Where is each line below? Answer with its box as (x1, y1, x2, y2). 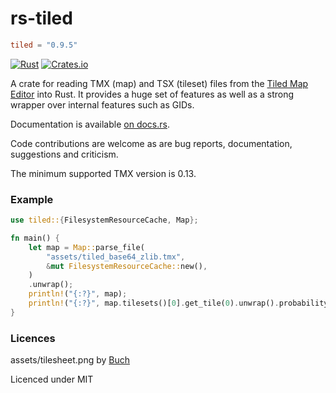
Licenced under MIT (10, 373, 94, 386)
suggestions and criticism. (10, 148, 119, 160)
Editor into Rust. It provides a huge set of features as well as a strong (10, 88, 295, 100)
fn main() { (10, 233, 60, 243)
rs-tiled (10, 7, 73, 30)
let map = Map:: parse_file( (28, 242, 145, 252)
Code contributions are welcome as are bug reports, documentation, (10, 137, 293, 149)
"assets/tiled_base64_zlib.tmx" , (46, 252, 186, 262)
